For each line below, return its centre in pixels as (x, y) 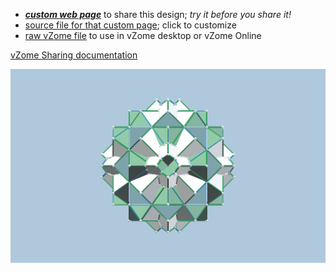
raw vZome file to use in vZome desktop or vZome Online (143, 35)
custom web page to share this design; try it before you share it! (158, 14)
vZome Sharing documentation (74, 55)
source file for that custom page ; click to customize (130, 25)
